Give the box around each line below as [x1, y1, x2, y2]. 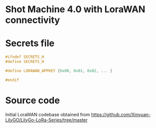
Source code [5, 94, 60, 106]
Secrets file [5, 38, 55, 49]
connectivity [5, 14, 60, 26]
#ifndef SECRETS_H [5, 54, 44, 59]
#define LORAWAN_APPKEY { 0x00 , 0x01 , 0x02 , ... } [5, 68, 113, 73]
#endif [5, 77, 19, 82]
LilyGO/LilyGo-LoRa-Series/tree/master [5, 117, 88, 123]
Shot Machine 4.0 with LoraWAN [5, 4, 146, 15]
